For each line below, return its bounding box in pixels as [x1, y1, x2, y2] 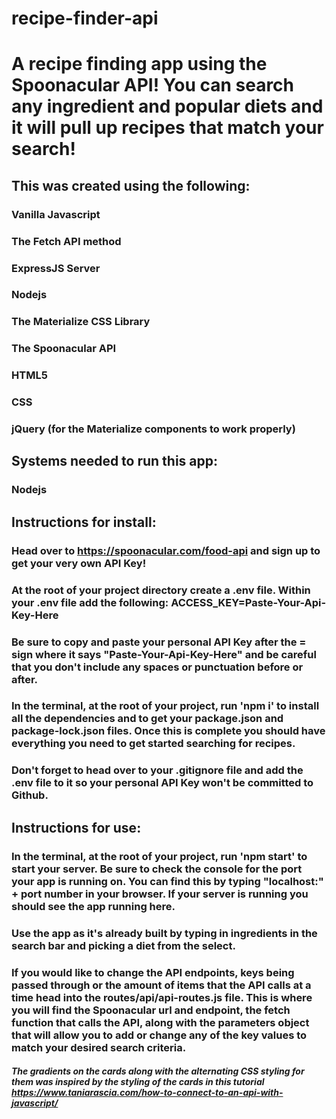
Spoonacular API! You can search [11, 74, 295, 97]
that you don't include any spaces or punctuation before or [11, 660, 304, 674]
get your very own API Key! [11, 556, 147, 570]
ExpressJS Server [11, 261, 101, 275]
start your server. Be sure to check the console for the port [11, 862, 303, 876]
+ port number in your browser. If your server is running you [11, 887, 309, 901]
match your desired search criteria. [11, 1040, 187, 1054]
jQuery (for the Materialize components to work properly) [11, 422, 296, 436]
